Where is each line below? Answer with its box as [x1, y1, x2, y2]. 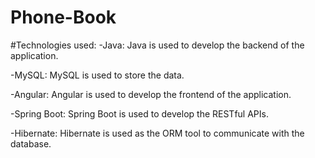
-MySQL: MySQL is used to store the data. [10, 69, 185, 81]
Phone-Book [10, 6, 117, 29]
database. [10, 137, 52, 150]
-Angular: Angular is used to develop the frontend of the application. [10, 88, 292, 100]
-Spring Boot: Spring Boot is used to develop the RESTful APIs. [10, 107, 269, 120]
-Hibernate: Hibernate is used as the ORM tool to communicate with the [10, 127, 305, 139]
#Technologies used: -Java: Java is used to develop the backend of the [10, 39, 305, 51]
